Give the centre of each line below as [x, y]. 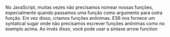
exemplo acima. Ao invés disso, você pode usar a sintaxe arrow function [81, 29]
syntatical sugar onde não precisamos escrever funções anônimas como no [85, 23]
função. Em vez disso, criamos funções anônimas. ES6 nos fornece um [80, 18]
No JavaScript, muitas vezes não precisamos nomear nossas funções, [79, 7]
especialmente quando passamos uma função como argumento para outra [84, 13]
